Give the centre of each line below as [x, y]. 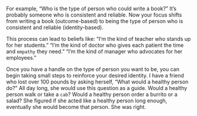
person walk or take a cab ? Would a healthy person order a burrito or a [92, 94]
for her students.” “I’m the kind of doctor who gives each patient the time [95, 45]
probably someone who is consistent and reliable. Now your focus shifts [94, 15]
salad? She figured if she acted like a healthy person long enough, [87, 101]
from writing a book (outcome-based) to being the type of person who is [95, 21]
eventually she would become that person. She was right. [76, 107]
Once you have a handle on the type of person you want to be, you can [93, 69]
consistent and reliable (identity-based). [55, 27]
